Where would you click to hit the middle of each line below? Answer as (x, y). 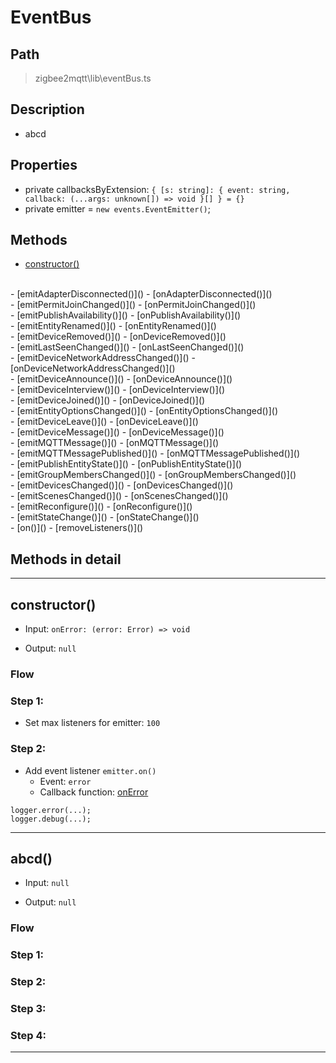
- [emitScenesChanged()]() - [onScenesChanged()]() (119, 496)
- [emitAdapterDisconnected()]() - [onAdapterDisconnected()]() (141, 294)
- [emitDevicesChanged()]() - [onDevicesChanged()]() (122, 485)
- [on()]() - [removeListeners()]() (77, 528)
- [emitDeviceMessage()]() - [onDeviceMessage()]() (117, 432)
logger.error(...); (51, 810)
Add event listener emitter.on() (90, 770)
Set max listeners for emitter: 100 (92, 723)
